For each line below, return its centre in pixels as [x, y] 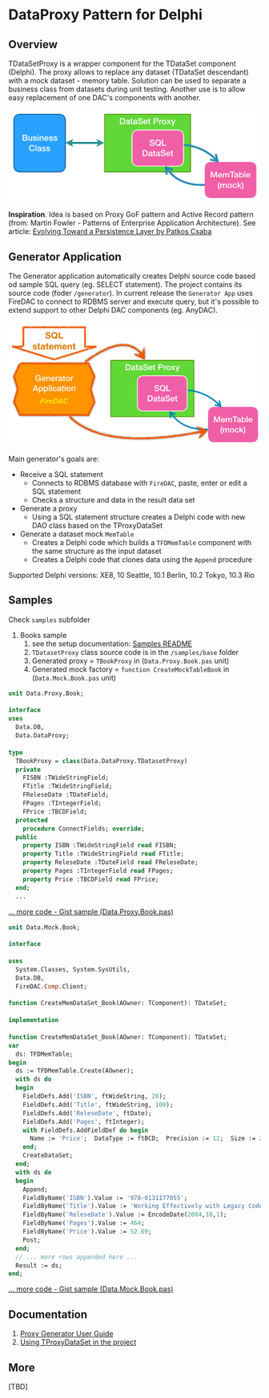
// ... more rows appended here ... [76, 1257]
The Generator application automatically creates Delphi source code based [132, 276]
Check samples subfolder [49, 620]
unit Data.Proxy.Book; [46, 693]
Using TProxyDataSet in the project [78, 1342]
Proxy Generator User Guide [66, 1334]
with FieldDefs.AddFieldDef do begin [86, 1130]
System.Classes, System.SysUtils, [73, 969]
